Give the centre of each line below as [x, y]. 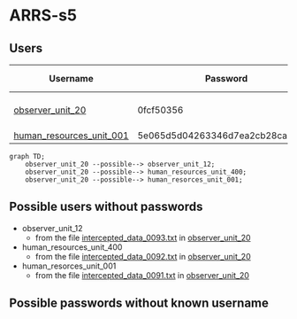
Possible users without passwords [106, 207]
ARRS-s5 [43, 16]
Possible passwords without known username [139, 303]
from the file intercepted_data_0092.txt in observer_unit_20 [143, 256]
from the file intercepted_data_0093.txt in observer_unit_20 [143, 237]
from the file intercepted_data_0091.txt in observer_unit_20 [142, 275]
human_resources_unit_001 [72, 136]
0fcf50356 [160, 110]
